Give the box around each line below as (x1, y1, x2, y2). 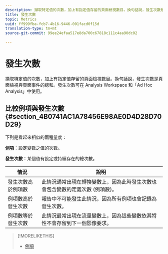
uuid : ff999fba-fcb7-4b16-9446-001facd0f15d (5, 21, 99, 27)
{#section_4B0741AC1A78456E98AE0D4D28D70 (5, 112, 162, 121)
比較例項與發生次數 (5, 104, 64, 113)
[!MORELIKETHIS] (17, 232, 54, 238)
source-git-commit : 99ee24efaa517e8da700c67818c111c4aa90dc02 (5, 31, 137, 36)
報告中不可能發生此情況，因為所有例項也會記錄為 (41, 195, 157, 202)
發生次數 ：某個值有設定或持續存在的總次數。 (5, 155, 97, 161)
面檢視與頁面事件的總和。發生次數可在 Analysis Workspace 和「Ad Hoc (5, 82, 152, 88)
